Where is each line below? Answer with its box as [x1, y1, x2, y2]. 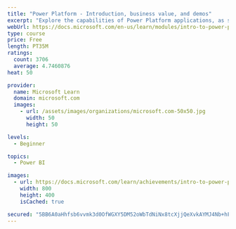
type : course [7, 30, 46, 37]
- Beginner [13, 140, 46, 148]
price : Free [7, 37, 42, 44]
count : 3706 [13, 56, 49, 63]
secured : [7, 211, 33, 218]
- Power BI [13, 159, 46, 166]
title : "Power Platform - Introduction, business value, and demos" [7, 10, 212, 18]
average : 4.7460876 [13, 63, 71, 70]
